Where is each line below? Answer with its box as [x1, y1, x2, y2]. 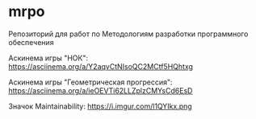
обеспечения [8, 37, 54, 47]
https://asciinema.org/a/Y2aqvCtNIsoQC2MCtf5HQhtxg [8, 61, 194, 71]
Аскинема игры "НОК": [8, 53, 89, 63]
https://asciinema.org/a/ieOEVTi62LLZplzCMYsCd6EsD [8, 85, 193, 95]
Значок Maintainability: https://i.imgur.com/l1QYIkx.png [8, 101, 192, 111]
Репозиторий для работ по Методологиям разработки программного [8, 29, 249, 39]
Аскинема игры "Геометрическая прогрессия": [8, 77, 173, 87]
